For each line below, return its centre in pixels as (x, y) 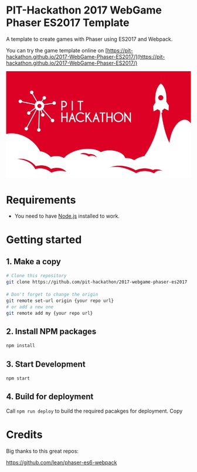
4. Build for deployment (50, 397)
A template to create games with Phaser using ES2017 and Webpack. (89, 39)
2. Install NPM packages (51, 331)
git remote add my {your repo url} (50, 313)
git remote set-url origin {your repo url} (60, 301)
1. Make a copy (34, 262)
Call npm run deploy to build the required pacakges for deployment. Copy (94, 411)
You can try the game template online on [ (57, 50)
